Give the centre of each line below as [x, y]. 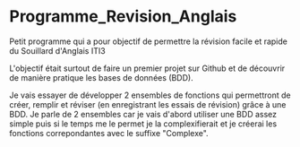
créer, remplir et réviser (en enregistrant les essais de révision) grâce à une [148, 104]
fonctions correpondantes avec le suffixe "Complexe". [109, 133]
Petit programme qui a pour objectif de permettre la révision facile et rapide [149, 41]
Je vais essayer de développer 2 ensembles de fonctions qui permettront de [150, 95]
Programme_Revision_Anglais [123, 17]
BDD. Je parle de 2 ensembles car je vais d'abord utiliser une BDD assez [143, 114]
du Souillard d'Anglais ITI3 [57, 50]
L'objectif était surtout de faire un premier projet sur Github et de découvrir [147, 68]
